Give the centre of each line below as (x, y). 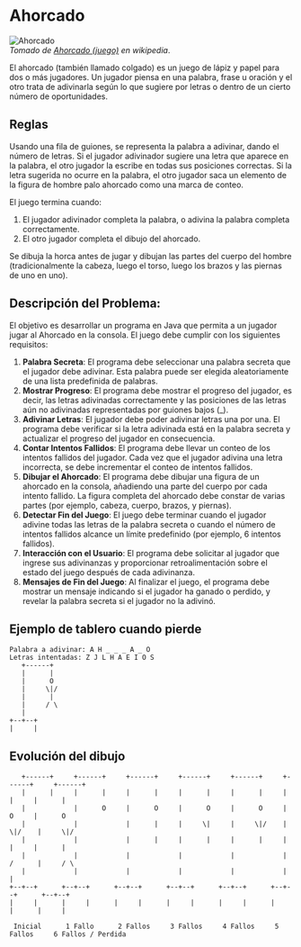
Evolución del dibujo (67, 756)
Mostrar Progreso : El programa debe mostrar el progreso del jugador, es (157, 390)
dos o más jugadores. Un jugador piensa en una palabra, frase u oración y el (151, 77)
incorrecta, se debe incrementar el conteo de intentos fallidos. (137, 467)
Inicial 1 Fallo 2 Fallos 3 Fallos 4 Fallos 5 (146, 927)
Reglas (29, 125)
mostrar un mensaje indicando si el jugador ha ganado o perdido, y (146, 591)
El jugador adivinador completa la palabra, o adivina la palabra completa (156, 219)
